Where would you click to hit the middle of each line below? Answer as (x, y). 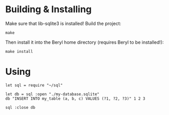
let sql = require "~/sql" (34, 85)
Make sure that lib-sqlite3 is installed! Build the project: (63, 23)
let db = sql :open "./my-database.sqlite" (52, 94)
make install (19, 51)
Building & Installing (49, 9)
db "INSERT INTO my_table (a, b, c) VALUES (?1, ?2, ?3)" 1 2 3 (75, 98)
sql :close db (20, 107)
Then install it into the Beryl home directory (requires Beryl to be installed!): (84, 42)
